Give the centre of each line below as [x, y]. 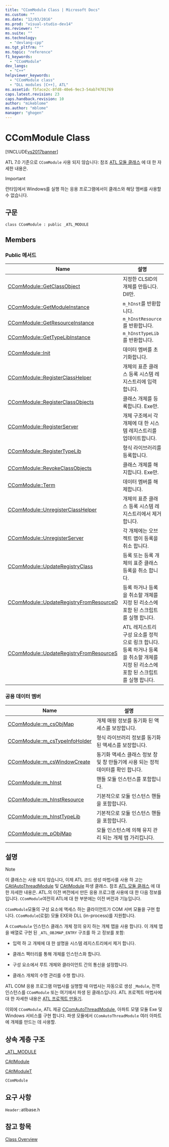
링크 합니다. [146, 642]
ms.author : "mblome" [27, 108]
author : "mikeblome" [27, 104]
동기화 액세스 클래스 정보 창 [127, 754]
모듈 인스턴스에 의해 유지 [124, 830]
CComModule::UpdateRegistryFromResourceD [63, 602]
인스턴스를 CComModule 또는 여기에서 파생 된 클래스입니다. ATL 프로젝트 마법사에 [83, 992]
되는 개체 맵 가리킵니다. [128, 837]
